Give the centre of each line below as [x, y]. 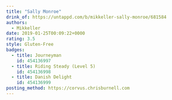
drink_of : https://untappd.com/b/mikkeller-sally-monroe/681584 [86, 17]
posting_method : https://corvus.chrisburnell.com [68, 88]
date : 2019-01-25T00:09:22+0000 [45, 34]
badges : [16, 50]
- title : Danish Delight [42, 77]
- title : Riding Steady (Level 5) [53, 66]
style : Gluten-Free [30, 45]
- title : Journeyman [36, 55]
